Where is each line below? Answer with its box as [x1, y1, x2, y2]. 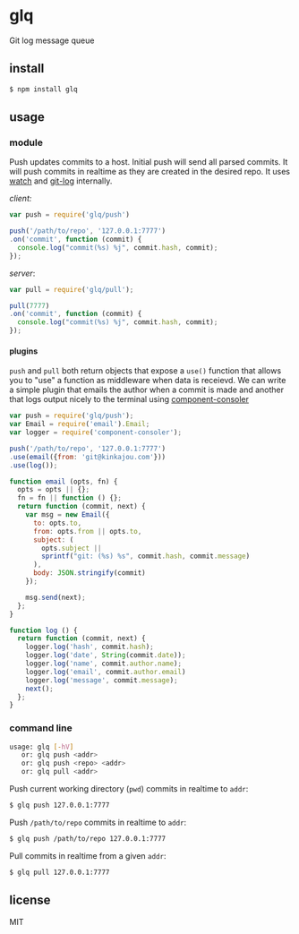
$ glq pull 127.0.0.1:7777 [9, 868, 110, 877]
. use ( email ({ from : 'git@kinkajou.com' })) [9, 452, 167, 461]
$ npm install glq [9, 84, 78, 94]
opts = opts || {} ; [17, 485, 90, 494]
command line [9, 722, 73, 734]
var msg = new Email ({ [25, 510, 110, 519]
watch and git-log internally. [9, 176, 113, 186]
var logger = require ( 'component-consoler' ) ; [9, 428, 182, 437]
